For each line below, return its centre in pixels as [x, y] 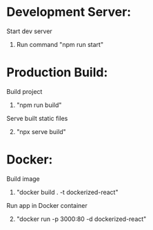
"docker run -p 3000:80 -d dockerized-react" [81, 219]
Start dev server [29, 31]
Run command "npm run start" [60, 44]
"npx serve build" [41, 131]
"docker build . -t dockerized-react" [67, 192]
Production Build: [57, 73]
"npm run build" [39, 105]
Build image [23, 179]
